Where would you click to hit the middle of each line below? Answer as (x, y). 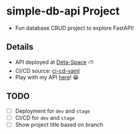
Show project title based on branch (59, 124)
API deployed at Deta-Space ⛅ (54, 62)
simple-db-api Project (63, 11)
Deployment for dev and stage (52, 111)
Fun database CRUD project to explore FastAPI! (74, 28)
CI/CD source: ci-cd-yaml (47, 70)
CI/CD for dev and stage (45, 118)
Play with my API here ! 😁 (47, 77)
